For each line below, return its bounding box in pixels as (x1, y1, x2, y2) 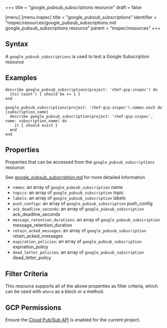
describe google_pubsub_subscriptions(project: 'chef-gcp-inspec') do (5, 87, 158, 92)
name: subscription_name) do (5, 118, 67, 123)
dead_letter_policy (12, 255, 52, 261)
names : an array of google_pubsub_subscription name (12, 184, 123, 190)
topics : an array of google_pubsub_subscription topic (12, 190, 124, 196)
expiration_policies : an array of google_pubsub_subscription (12, 238, 142, 244)
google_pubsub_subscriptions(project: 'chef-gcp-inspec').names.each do (5, 105, 162, 110)
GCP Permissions (5, 303, 62, 312)
